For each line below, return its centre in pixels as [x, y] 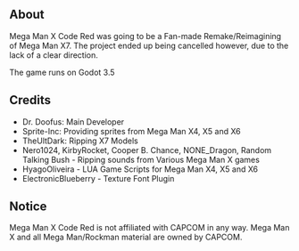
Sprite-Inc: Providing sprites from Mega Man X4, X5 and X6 [131, 131]
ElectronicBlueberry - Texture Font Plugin [98, 178]
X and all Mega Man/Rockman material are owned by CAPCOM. [126, 237]
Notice [28, 207]
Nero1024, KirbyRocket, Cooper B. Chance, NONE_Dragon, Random [147, 150]
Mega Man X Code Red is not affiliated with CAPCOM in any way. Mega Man [149, 228]
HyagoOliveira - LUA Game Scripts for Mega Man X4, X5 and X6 [140, 169]
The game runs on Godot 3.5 [62, 72]
